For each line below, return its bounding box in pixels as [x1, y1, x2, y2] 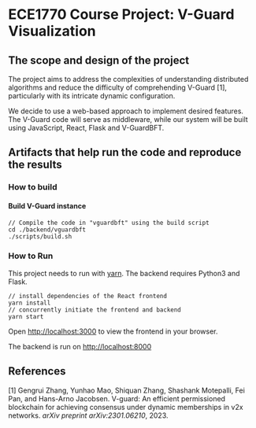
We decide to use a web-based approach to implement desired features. [8, 106, 244, 116]
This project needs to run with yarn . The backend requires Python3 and [8, 268, 240, 278]
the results [8, 158, 62, 172]
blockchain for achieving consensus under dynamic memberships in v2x [8, 402, 243, 411]
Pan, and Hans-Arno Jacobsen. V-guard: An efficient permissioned [8, 393, 226, 403]
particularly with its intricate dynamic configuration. [8, 91, 176, 100]
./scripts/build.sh [8, 232, 72, 241]
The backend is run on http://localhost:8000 [8, 341, 152, 351]
